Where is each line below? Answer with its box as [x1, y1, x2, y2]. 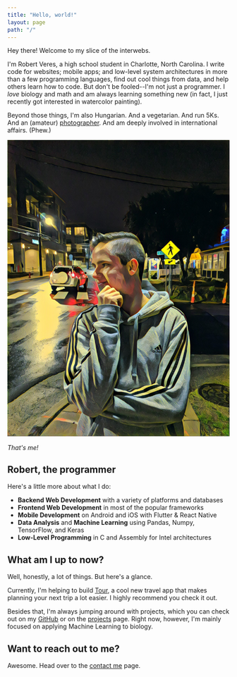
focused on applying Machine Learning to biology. [7, 622, 153, 631]
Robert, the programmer [7, 464, 116, 476]
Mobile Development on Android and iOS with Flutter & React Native [17, 511, 217, 519]
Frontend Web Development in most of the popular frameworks [17, 504, 205, 512]
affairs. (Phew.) [7, 126, 51, 135]
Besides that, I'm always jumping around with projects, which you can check [7, 607, 230, 616]
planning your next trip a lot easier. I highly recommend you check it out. [7, 594, 218, 602]
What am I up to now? [7, 554, 104, 566]
